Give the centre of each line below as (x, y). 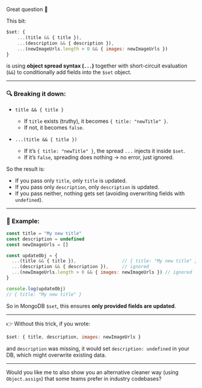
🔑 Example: (23, 221)
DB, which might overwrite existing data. (56, 355)
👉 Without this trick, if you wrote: (48, 324)
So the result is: (26, 169)
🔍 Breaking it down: (36, 94)
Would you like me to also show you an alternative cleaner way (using (93, 372)
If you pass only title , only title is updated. (71, 180)
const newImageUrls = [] (37, 245)
